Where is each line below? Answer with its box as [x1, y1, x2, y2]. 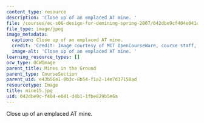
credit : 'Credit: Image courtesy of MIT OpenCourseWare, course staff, [12, 43, 197, 49]
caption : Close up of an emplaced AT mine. [12, 37, 123, 43]
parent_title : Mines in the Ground [6, 65, 97, 71]
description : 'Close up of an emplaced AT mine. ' [6, 15, 137, 21]
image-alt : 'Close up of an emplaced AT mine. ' [12, 48, 137, 55]
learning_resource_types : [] [6, 54, 80, 60]
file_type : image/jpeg [6, 25, 64, 32]
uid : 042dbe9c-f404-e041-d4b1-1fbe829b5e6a [6, 93, 118, 99]
